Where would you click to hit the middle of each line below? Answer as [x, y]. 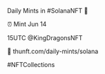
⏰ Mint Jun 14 [27, 24]
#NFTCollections [31, 65]
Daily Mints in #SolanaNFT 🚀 [48, 11]
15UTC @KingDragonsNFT [45, 38]
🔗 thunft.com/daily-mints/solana [53, 51]
